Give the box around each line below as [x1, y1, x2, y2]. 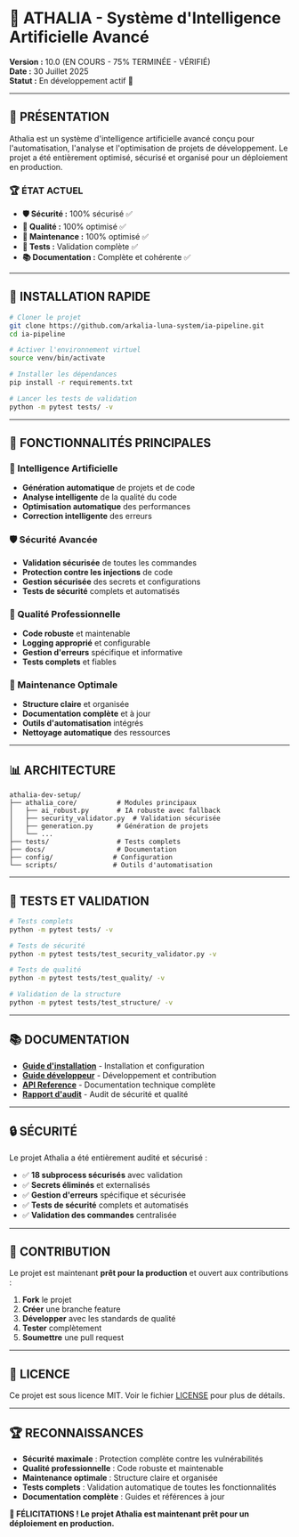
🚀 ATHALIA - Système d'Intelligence [9, 8, 282, 28]
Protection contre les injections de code [21, 566, 174, 577]
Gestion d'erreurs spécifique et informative [21, 647, 183, 658]
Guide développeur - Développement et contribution [21, 1069, 217, 1080]
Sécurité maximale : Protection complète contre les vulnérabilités [21, 1453, 264, 1464]
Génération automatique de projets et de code [21, 483, 196, 493]
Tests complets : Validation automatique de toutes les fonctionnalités [21, 1482, 277, 1492]
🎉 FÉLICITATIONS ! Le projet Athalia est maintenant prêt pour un [9, 1509, 249, 1519]
